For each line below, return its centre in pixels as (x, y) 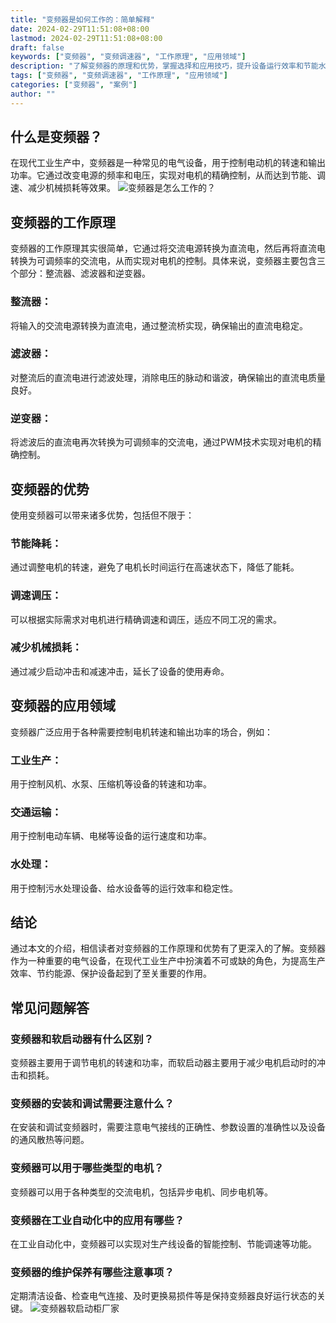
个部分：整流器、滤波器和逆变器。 (80, 273)
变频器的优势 (50, 489)
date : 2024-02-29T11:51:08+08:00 (80, 29)
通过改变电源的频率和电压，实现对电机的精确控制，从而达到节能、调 (185, 175)
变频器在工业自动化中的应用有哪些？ (97, 1220)
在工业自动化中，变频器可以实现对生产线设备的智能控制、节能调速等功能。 (163, 1243)
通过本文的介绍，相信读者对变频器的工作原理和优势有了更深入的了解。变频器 (168, 948)
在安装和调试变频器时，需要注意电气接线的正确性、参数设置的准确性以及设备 (168, 1127)
